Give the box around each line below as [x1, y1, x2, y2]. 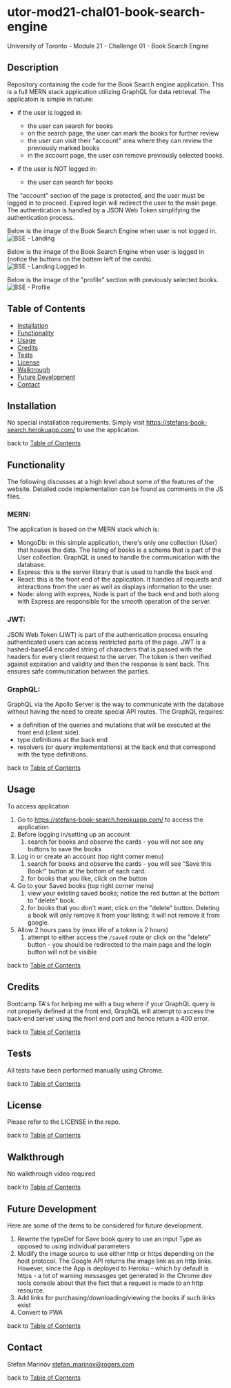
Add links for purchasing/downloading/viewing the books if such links [17, 1293, 216, 1302]
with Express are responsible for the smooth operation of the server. [17, 598, 212, 606]
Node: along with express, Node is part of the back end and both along [17, 590, 219, 598]
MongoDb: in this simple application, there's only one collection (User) [17, 539, 218, 547]
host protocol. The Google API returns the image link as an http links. [17, 1257, 213, 1265]
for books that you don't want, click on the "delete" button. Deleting [27, 903, 220, 912]
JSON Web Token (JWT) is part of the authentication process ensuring [7, 630, 208, 638]
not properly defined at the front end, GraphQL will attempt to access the [7, 1007, 215, 1015]
